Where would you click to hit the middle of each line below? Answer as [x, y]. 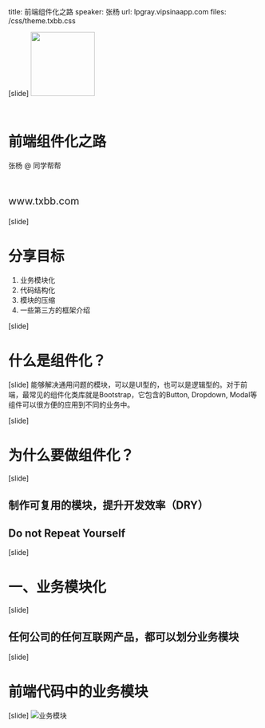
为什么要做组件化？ [71, 456]
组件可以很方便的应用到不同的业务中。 [71, 404]
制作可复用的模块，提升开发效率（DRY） [109, 506]
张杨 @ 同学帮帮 [35, 165]
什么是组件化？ [57, 361]
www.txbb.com [44, 201]
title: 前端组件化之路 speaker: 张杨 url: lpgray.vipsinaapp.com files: [117, 12]
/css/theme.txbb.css [42, 21]
